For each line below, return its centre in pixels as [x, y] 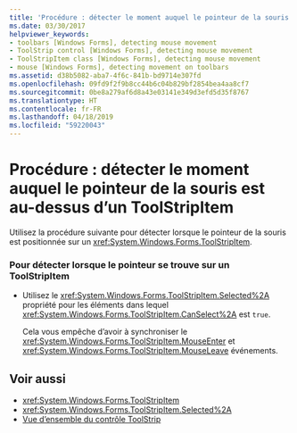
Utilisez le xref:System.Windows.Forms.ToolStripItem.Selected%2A [146, 296]
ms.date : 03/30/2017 [48, 26]
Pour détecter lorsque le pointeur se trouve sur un [120, 264]
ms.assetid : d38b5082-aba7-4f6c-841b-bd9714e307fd [105, 76]
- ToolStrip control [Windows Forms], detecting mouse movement [131, 51]
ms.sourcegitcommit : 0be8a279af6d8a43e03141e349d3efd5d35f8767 [129, 92]
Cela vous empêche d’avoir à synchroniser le [105, 332]
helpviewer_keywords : [49, 34]
